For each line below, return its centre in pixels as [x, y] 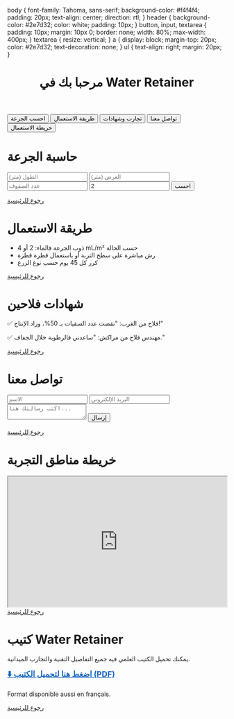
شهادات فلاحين [45, 304]
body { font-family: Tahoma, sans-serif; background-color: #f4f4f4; [103, 10]
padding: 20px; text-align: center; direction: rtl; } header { [89, 17]
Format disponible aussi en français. [59, 694]
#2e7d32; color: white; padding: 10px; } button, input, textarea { [116, 25]
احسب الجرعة [28, 119]
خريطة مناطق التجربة [62, 460]
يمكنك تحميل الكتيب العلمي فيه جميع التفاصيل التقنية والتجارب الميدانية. [99, 659]
